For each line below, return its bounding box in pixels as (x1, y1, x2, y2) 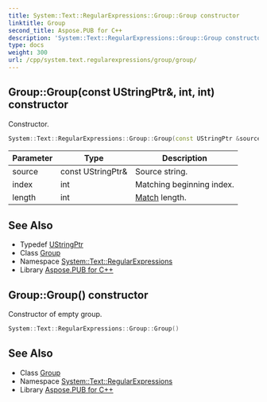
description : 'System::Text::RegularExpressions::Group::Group (8, 33, 222, 42)
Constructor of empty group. (8, 310, 103, 319)
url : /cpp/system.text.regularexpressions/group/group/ (8, 57, 197, 64)
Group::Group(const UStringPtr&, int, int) (8, 85, 215, 100)
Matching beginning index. (134, 178, 234, 189)
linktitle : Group (8, 19, 66, 27)
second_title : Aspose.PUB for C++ (8, 26, 123, 34)
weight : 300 (8, 49, 48, 57)
